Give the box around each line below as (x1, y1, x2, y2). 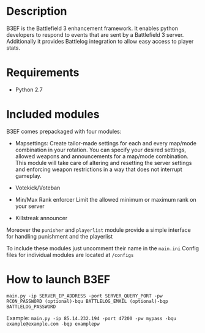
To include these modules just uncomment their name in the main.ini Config (6, 244, 199, 252)
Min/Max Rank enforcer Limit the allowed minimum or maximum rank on (15, 196, 197, 203)
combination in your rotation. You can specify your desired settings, (15, 146, 187, 153)
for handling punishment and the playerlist (6, 232, 113, 240)
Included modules (6, 107, 100, 121)
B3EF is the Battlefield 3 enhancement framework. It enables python (6, 25, 179, 32)
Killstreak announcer (15, 214, 68, 221)
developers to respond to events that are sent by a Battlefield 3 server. (6, 31, 184, 38)
